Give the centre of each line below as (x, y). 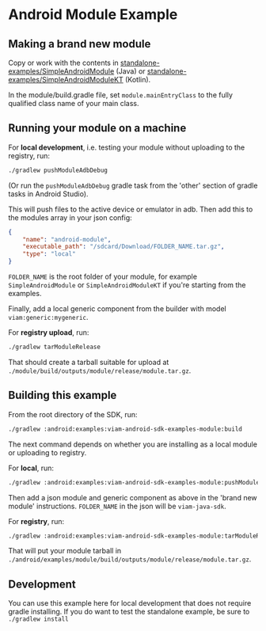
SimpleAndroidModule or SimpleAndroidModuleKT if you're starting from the (127, 285)
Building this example (63, 395)
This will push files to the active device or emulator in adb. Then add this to (131, 209)
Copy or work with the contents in (63, 63)
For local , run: (31, 468)
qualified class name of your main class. (74, 103)
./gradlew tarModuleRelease (55, 347)
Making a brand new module (80, 44)
